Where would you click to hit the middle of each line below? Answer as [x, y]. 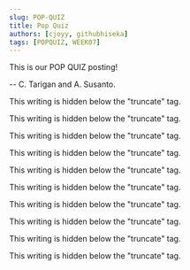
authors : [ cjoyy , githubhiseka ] [68, 34]
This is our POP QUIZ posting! [63, 67]
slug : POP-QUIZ [37, 17]
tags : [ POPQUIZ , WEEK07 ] [55, 42]
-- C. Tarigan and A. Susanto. [63, 84]
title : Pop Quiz [39, 26]
